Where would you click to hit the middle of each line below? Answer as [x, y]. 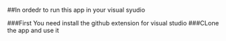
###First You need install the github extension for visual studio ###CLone [113, 23]
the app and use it [33, 30]
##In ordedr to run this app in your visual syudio [76, 10]
